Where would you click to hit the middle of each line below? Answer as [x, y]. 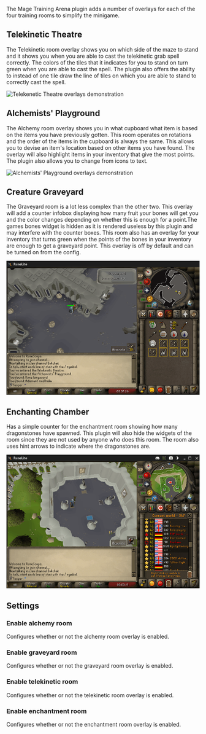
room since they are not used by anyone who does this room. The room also [103, 440]
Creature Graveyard [45, 192]
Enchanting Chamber [48, 412]
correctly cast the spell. [36, 82]
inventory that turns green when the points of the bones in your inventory [99, 240]
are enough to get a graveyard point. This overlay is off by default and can [100, 246]
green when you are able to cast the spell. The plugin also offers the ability [101, 69]
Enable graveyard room [42, 652]
